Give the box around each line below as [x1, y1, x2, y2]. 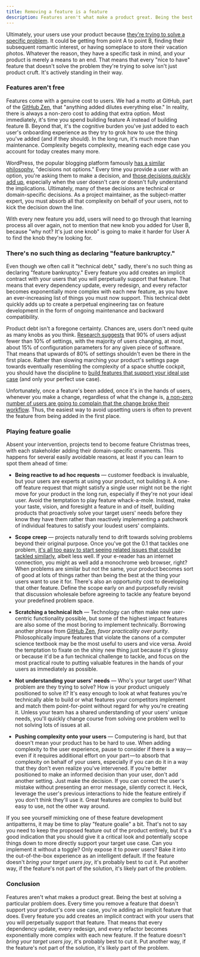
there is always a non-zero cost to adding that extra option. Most [6, 110, 165, 117]
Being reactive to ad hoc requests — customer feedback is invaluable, [14, 472, 189, 479]
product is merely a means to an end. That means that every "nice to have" [6, 56, 190, 63]
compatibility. [6, 314, 40, 321]
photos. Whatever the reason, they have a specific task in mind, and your [6, 49, 186, 57]
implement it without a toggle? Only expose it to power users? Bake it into [6, 846, 186, 853]
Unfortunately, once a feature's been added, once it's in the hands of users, [6, 387, 192, 394]
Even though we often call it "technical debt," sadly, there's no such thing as [6, 263, 193, 270]
